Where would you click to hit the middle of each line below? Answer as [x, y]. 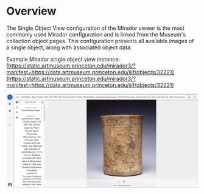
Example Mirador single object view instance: [63, 59]
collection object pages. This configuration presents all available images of [100, 41]
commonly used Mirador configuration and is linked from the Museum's [96, 34]
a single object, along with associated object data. [69, 47]
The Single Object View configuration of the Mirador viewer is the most [95, 28]
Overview [31, 11]
